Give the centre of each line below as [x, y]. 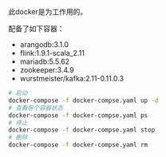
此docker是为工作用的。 [48, 12]
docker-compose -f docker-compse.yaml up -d [83, 100]
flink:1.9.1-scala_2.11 [52, 53]
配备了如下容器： [36, 29]
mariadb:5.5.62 [45, 61]
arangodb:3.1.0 [44, 45]
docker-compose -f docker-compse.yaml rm [78, 145]
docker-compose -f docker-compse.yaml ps [78, 115]
